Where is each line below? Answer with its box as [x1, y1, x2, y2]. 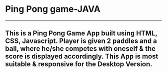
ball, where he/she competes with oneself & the [5, 44, 156, 53]
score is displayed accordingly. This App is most [5, 52, 159, 61]
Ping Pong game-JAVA [5, 3, 101, 15]
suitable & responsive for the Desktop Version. [5, 60, 153, 69]
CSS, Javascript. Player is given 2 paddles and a [5, 37, 158, 45]
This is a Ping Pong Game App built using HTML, [5, 29, 158, 37]
